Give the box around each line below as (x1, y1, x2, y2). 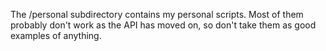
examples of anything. (10, 30, 102, 41)
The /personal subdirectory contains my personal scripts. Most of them (10, 9, 304, 20)
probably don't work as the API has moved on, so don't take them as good (10, 19, 317, 31)
